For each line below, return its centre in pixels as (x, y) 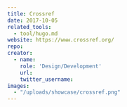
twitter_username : (47, 79)
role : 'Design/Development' (61, 66)
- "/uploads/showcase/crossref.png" (67, 92)
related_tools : (29, 27)
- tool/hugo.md (36, 33)
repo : (15, 46)
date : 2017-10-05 (33, 20)
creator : (20, 53)
